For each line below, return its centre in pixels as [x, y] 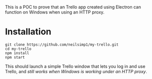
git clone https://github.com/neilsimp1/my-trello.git [62, 45]
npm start [15, 57]
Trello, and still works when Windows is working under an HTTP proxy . [76, 71]
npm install [17, 53]
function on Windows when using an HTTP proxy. [55, 12]
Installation [28, 32]
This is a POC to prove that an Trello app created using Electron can [73, 7]
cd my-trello [18, 49]
